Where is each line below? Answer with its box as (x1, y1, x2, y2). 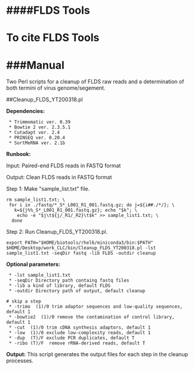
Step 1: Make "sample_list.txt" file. (6, 185, 90, 192)
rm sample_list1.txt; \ (6, 197, 66, 203)
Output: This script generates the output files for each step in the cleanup (6, 351, 188, 358)
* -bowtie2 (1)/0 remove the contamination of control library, (8, 314, 175, 320)
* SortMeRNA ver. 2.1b (8, 140, 66, 146)
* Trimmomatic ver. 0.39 (8, 119, 70, 126)
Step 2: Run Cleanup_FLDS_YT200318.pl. (6, 228, 108, 236)
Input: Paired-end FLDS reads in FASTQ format (6, 162, 121, 169)
